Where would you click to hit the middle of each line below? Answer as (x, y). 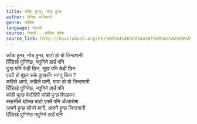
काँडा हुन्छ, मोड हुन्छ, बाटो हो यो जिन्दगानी (45, 55)
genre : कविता (20, 22)
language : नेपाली (24, 28)
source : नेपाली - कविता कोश (35, 33)
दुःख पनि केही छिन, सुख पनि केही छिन (41, 68)
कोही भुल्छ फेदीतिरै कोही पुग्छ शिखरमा (40, 95)
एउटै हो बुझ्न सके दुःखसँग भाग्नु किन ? (41, 75)
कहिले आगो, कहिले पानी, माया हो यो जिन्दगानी (48, 82)
